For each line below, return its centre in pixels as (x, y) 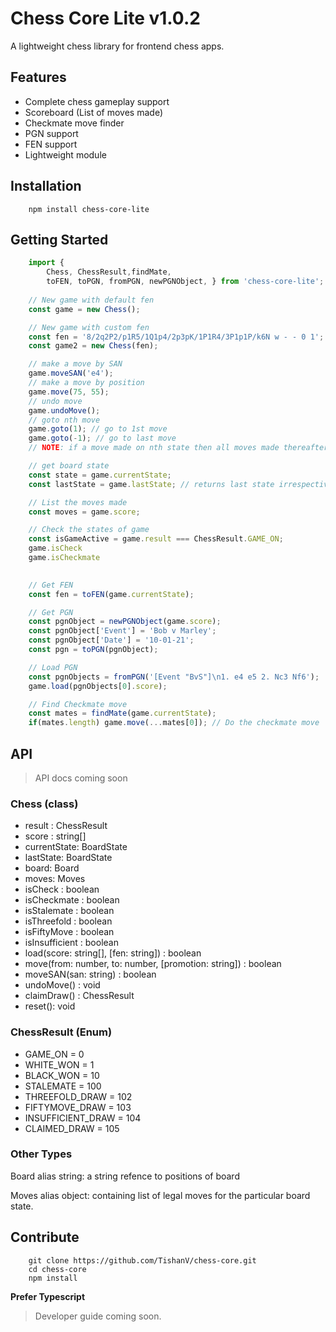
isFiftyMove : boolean (69, 932)
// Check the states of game (89, 530)
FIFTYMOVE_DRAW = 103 (78, 1107)
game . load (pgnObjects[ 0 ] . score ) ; (98, 686)
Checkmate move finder (74, 123)
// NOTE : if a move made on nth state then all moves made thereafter (178, 448)
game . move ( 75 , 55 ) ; (69, 392)
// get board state (69, 466)
